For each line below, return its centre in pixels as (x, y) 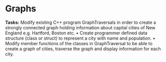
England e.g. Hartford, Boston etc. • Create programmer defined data (76, 33)
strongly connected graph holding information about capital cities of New (80, 27)
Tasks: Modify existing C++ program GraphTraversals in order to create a (81, 22)
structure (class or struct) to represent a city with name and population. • (80, 38)
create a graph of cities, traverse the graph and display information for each (83, 49)
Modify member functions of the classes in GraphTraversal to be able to (79, 43)
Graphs (21, 9)
